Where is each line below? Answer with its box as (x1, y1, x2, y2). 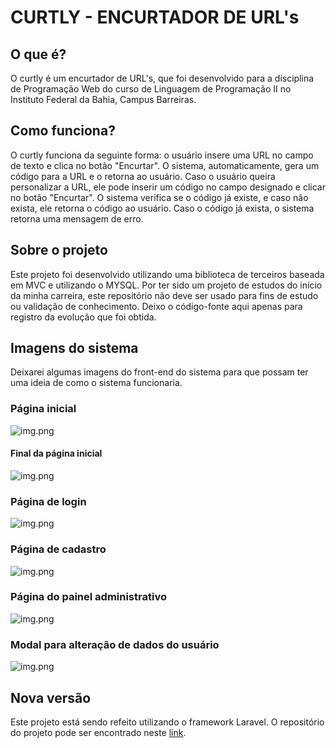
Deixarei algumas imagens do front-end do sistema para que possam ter (10, 366, 309, 378)
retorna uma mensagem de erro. (10, 212, 144, 225)
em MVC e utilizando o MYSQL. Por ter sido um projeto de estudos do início (10, 279, 323, 291)
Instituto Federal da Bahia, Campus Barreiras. (10, 94, 197, 105)
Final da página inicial (10, 447, 103, 460)
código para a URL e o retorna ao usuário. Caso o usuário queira (10, 170, 276, 182)
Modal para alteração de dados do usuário (10, 637, 220, 651)
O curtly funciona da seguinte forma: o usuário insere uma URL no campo (10, 149, 314, 161)
